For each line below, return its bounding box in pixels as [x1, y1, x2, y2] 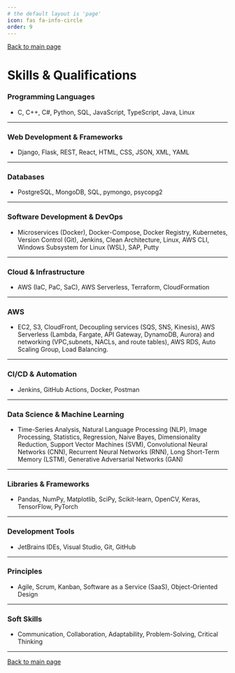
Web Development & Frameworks [7, 132, 123, 142]
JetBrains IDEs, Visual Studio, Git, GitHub [17, 543, 136, 551]
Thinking [17, 637, 43, 646]
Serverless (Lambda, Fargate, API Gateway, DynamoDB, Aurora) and [17, 330, 215, 339]
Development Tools [7, 526, 75, 536]
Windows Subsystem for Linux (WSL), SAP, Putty [17, 243, 159, 251]
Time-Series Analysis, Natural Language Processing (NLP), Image [17, 425, 208, 433]
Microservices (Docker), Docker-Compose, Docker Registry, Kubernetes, [17, 228, 228, 236]
